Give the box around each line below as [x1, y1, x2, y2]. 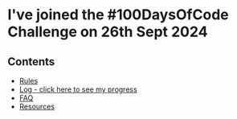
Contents [7, 55, 55, 68]
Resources [18, 102, 55, 111]
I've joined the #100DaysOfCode [7, 6, 230, 24]
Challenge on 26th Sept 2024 [7, 23, 208, 41]
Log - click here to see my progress [18, 84, 137, 94]
